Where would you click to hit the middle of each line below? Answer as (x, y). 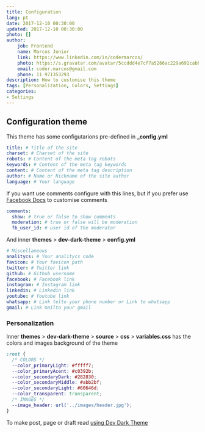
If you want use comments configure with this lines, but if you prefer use (97, 193)
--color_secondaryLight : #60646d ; (56, 388)
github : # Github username (41, 273)
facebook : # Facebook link (41, 279)
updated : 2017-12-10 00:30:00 (45, 29)
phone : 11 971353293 (43, 74)
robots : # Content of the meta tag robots (61, 159)
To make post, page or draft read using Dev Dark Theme (77, 422)
